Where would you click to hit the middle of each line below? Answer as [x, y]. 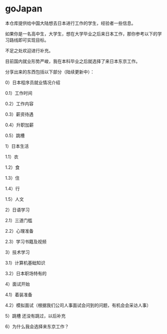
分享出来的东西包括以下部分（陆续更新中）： [50, 72]
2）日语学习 [17, 210]
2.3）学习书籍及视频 [26, 241]
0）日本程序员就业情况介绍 [33, 82]
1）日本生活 [17, 146]
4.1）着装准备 [19, 295]
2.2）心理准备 [19, 231]
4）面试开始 [18, 284]
